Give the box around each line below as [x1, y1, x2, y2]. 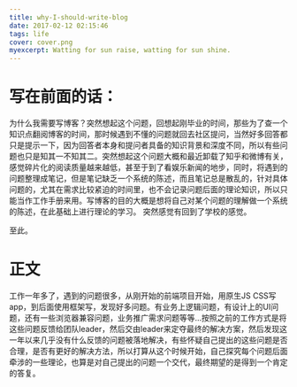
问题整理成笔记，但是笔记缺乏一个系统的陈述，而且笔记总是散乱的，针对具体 [9, 174, 288, 184]
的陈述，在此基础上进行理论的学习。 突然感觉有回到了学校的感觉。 [9, 206, 252, 217]
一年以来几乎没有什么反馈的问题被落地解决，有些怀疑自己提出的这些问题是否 [9, 335, 288, 345]
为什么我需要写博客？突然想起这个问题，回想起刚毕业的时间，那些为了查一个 [9, 118, 288, 128]
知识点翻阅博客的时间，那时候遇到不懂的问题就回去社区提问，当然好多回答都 [9, 129, 288, 140]
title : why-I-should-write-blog [9, 12, 128, 22]
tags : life [9, 29, 49, 38]
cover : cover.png [9, 37, 73, 47]
